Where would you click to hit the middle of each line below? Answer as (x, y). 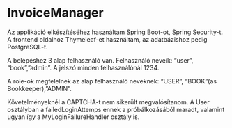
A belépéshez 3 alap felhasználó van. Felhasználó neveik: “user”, (100, 60)
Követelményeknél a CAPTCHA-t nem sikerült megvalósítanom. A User (109, 102)
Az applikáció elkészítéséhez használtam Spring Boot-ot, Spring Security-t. (115, 32)
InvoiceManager (55, 13)
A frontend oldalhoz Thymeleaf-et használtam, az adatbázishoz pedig (107, 39)
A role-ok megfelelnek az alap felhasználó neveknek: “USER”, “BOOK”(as (112, 81)
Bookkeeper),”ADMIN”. (39, 88)
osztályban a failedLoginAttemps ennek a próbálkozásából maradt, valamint (116, 109)
